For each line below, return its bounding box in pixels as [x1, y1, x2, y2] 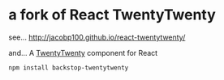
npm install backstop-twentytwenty [8, 63, 129, 72]
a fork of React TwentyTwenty [8, 6, 217, 24]
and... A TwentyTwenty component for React [8, 48, 158, 57]
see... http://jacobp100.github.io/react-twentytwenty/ [8, 32, 186, 42]
